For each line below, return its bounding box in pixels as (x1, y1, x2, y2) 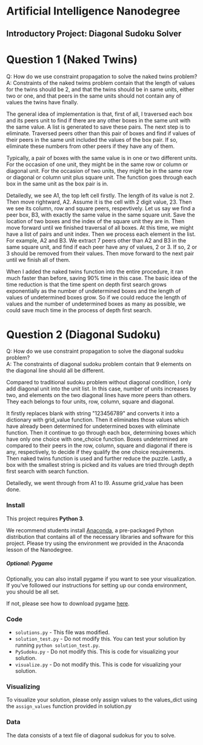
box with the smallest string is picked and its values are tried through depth (6, 461, 194, 469)
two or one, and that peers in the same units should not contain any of (6, 92, 182, 99)
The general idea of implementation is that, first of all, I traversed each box (6, 110, 193, 118)
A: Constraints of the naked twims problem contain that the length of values (6, 79, 195, 86)
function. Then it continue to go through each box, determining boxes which (6, 429, 196, 436)
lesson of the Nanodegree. (6, 546, 73, 553)
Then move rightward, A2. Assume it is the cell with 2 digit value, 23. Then (6, 198, 192, 205)
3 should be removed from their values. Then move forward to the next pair (6, 250, 195, 257)
